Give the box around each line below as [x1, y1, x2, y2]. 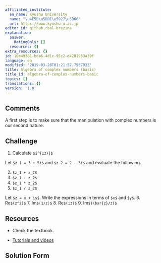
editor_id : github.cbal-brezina [5, 26, 72, 31]
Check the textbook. [12, 227, 54, 233]
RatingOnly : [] [14, 40, 46, 45]
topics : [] [5, 76, 28, 81]
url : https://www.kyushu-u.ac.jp [9, 21, 79, 26]
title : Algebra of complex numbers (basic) [5, 67, 97, 72]
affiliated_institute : [5, 7, 52, 12]
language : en [5, 58, 32, 63]
